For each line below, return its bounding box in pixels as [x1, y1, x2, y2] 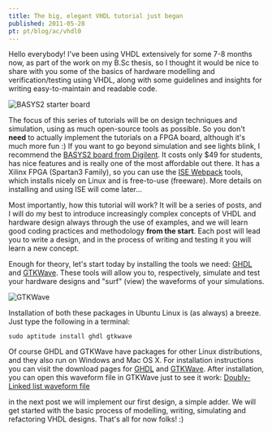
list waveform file [32, 382, 91, 391]
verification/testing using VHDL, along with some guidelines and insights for [8, 75, 262, 85]
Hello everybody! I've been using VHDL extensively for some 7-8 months [8, 50, 253, 59]
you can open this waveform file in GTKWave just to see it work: [8, 373, 222, 382]
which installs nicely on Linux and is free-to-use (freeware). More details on [8, 176, 262, 185]
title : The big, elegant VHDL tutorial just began [8, 11, 183, 20]
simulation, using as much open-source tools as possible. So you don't [8, 124, 245, 134]
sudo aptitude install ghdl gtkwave [8, 333, 132, 341]
